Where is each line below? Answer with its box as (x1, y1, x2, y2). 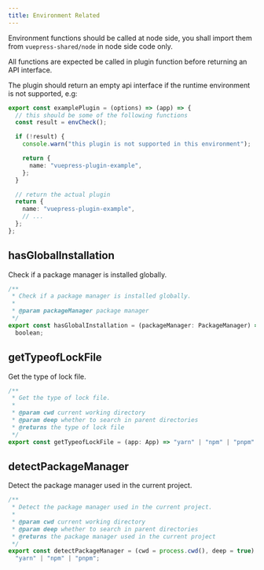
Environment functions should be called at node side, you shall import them (8, 33, 253, 43)
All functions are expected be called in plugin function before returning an (8, 57, 247, 66)
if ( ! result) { (15, 133, 65, 141)
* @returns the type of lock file (11, 423, 125, 431)
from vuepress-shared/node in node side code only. (8, 41, 173, 51)
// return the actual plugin (15, 191, 111, 198)
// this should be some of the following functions (15, 111, 189, 119)
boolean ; (15, 328, 44, 337)
